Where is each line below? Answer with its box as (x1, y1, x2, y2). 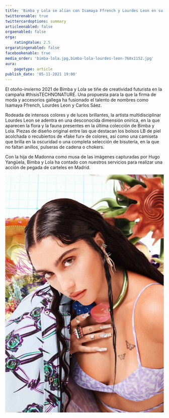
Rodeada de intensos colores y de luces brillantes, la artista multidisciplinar (5, 112, 161, 118)
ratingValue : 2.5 (14, 40, 51, 45)
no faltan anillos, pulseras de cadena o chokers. (5, 144, 105, 150)
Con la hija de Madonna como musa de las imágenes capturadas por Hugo (5, 154, 160, 160)
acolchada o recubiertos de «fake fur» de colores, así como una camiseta (5, 133, 158, 139)
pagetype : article (14, 66, 53, 71)
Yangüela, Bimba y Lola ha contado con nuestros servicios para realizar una (5, 159, 162, 165)
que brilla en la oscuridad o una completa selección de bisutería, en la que (5, 139, 159, 145)
